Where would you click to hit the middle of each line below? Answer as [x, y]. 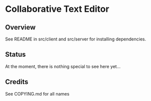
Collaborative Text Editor [57, 9]
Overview [21, 27]
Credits [17, 82]
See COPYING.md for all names [37, 94]
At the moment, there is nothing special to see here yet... [63, 66]
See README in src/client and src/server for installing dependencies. [75, 39]
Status [16, 54]
